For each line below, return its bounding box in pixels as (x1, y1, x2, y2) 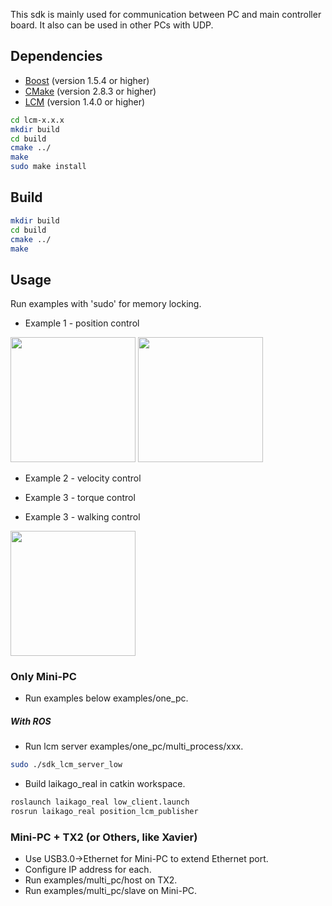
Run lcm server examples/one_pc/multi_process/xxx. (24, 740, 244, 753)
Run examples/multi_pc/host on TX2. (24, 874, 178, 886)
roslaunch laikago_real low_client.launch (10, 797, 190, 808)
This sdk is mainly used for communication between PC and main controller (10, 9, 322, 20)
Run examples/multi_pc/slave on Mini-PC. (24, 885, 198, 897)
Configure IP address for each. (24, 864, 152, 876)
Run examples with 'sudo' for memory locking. (10, 298, 202, 310)
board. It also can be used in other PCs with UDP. (10, 19, 214, 31)
